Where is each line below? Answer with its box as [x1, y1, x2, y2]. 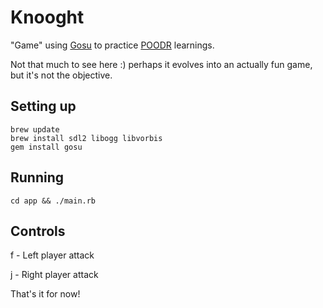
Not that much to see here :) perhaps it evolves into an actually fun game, [10, 58, 313, 70]
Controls [10, 222, 66, 240]
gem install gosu [10, 142, 83, 152]
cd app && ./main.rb [10, 196, 97, 206]
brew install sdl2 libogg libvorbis [10, 133, 163, 143]
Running [10, 169, 65, 186]
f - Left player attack [10, 249, 95, 261]
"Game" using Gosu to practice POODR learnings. [10, 39, 215, 51]
